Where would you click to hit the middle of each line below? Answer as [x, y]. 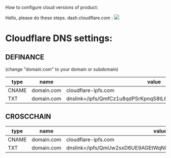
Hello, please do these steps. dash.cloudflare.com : [59, 18]
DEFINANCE [25, 57]
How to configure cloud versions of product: [52, 7]
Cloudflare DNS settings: [59, 38]
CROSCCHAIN [28, 117]
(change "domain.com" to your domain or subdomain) [62, 69]
